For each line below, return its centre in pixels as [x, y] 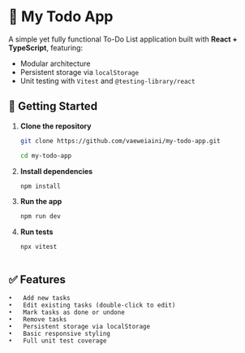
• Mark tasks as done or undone [67, 312]
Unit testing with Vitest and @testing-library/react [107, 81]
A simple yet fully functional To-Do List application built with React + [123, 39]
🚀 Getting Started [53, 106]
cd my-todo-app [46, 155]
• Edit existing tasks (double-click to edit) [92, 305]
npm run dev [40, 216]
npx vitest [39, 247]
